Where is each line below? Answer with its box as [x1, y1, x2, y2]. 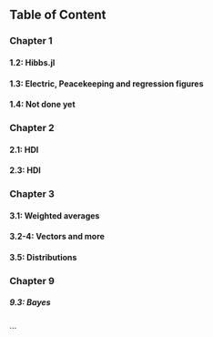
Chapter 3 [9, 188, 55, 200]
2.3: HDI [9, 165, 41, 176]
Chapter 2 [9, 122, 55, 135]
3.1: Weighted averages [9, 209, 100, 221]
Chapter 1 [9, 35, 53, 47]
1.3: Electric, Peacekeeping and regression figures [9, 77, 204, 89]
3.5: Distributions [9, 251, 77, 262]
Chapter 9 [9, 274, 55, 287]
